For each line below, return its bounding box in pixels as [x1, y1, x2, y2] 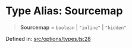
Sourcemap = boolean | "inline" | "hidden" [20, 24, 127, 31]
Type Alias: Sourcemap [5, 4, 123, 18]
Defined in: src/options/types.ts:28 [5, 35, 91, 42]
